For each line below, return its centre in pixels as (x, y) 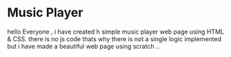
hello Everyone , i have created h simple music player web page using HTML (115, 32)
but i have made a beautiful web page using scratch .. (83, 46)
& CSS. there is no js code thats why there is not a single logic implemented (114, 38)
